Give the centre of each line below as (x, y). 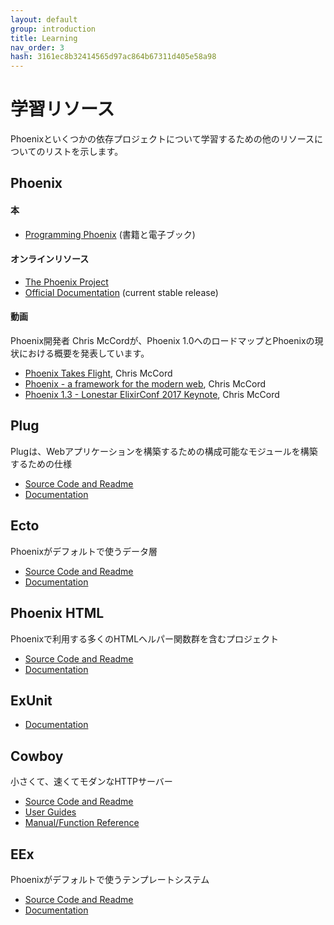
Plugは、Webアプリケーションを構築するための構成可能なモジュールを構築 (164, 451)
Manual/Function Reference (82, 823)
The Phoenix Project (66, 282)
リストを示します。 (84, 152)
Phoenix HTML (57, 613)
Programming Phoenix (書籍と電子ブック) (110, 234)
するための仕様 (41, 463)
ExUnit (31, 700)
